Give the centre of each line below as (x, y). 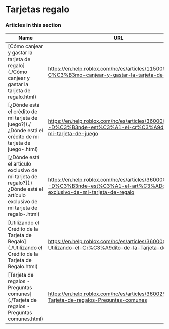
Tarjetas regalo (37, 9)
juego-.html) (23, 149)
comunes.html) (26, 319)
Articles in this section (33, 25)
